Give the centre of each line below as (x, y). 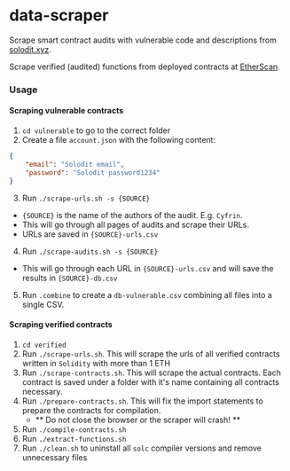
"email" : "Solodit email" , (75, 164)
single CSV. (43, 304)
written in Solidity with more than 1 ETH (96, 363)
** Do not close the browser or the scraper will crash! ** (138, 420)
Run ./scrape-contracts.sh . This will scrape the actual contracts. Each (151, 373)
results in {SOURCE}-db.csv (70, 278)
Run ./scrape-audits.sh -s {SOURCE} (90, 251)
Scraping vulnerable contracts (67, 111)
